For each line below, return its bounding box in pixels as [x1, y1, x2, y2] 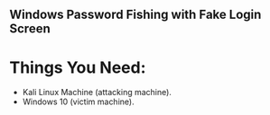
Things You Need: [9, 57, 146, 77]
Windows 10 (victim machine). [22, 96, 135, 107]
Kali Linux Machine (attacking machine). [22, 87, 172, 98]
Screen [9, 22, 51, 37]
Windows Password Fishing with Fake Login [9, 7, 262, 22]
